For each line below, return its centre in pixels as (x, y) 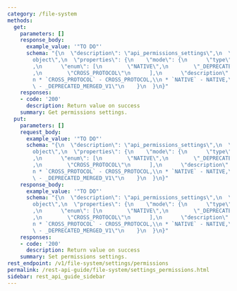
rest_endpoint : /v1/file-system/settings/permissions (88, 263)
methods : (20, 20)
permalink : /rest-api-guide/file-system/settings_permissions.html (109, 270)
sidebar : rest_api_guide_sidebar (56, 276)
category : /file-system (42, 14)
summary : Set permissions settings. (74, 257)
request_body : (41, 132)
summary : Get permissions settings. (74, 112)
